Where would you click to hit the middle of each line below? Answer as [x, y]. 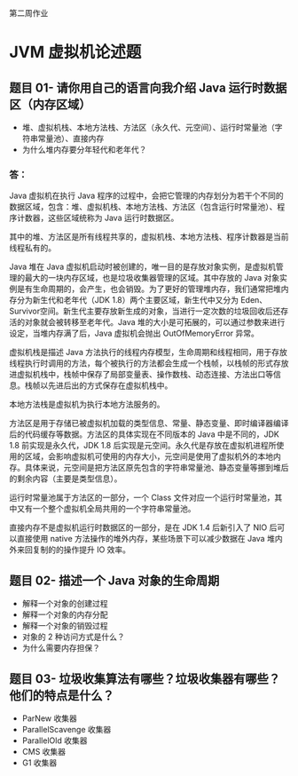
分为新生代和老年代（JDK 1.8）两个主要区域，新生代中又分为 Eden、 [142, 300]
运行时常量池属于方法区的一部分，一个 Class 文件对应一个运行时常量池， [142, 498]
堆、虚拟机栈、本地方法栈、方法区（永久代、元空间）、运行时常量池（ [148, 127]
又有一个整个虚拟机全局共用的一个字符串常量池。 [106, 509]
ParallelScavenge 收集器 [67, 729]
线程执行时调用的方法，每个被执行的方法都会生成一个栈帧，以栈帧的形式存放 [149, 363]
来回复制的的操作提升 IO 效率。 [74, 550]
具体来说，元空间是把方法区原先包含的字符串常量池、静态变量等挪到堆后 [157, 468]
